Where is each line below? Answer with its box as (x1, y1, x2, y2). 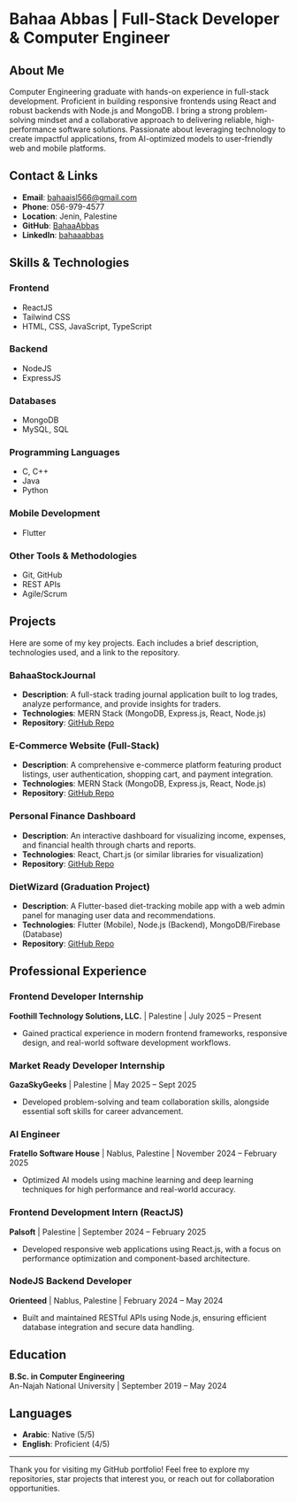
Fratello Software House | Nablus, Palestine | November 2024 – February (9, 1148, 278, 1159)
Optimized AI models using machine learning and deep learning (21, 1174, 254, 1186)
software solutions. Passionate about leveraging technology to (58, 124, 286, 135)
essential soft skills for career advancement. (21, 1105, 184, 1116)
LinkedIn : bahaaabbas (21, 229, 104, 240)
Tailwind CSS (21, 311, 71, 322)
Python (21, 485, 49, 496)
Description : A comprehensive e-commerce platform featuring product (21, 760, 282, 770)
